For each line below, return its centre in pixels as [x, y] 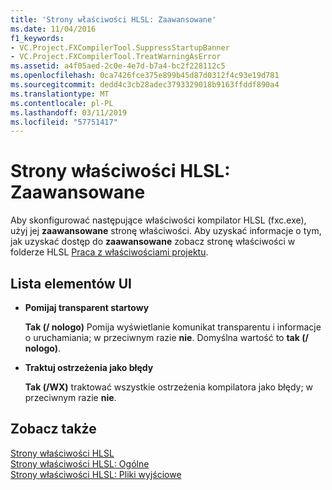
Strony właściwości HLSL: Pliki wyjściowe [96, 474]
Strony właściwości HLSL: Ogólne [80, 463]
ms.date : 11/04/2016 [53, 29]
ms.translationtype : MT [60, 94]
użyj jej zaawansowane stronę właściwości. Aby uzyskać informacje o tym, [166, 231]
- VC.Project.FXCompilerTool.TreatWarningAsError [116, 57]
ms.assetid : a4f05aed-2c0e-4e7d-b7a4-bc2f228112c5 [118, 66]
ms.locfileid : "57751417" [64, 122]
